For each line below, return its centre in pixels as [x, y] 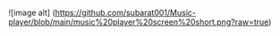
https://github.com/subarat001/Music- [125, 13]
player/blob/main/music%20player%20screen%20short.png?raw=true [139, 22]
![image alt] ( [32, 13]
